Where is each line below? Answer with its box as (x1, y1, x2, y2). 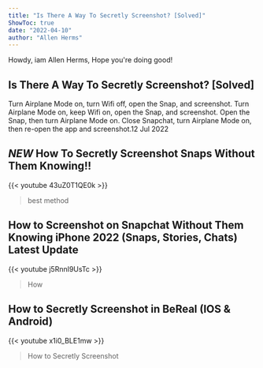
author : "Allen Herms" (8, 33, 83, 42)
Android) (8, 315, 54, 329)
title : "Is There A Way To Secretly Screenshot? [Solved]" (8, 11, 206, 20)
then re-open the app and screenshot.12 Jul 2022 (8, 124, 169, 134)
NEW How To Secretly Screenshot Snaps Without (8, 147, 255, 160)
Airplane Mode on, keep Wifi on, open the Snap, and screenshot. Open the (8, 107, 250, 117)
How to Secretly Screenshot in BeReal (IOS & (8, 302, 231, 316)
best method (27, 195, 69, 205)
